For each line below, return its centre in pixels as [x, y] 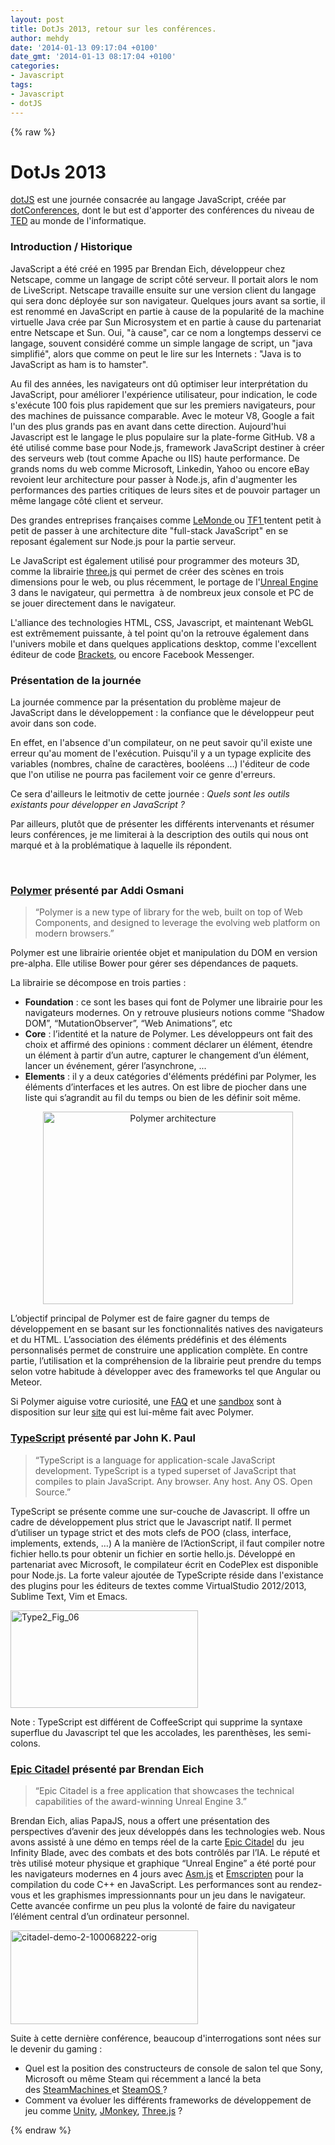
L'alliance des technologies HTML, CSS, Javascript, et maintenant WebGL [162, 622]
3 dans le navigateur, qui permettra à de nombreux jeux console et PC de [162, 592]
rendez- [306, 1884]
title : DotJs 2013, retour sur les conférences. [113, 29]
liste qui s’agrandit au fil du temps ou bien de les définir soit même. [163, 1098]
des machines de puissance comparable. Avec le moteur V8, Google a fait [162, 415]
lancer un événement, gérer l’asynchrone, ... [115, 1066]
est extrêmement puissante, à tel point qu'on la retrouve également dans [160, 633]
